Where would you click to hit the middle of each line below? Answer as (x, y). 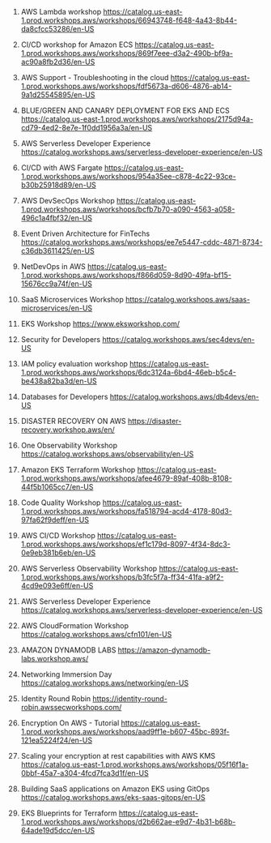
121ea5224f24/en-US (56, 740)
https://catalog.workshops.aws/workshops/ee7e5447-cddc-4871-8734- (142, 242)
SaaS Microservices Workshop (72, 300)
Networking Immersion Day (66, 674)
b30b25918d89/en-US (58, 185)
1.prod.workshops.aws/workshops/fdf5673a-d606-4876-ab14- (126, 86)
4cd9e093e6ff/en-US (57, 586)
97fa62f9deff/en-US (55, 520)
